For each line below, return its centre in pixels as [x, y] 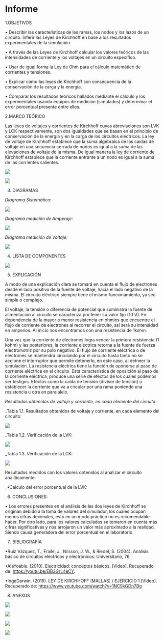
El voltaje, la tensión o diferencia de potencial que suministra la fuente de [79, 309]
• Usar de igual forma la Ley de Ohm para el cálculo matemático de [73, 67]
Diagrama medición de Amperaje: [39, 218]
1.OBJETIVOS [19, 23]
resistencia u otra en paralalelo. [37, 392]
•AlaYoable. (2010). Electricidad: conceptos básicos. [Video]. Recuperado [80, 566]
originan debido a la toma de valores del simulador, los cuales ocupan [75, 511]
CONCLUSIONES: [30, 497]
